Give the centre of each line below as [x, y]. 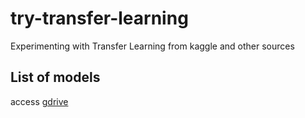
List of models [55, 77]
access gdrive [39, 101]
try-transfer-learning [99, 18]
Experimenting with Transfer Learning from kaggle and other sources [152, 46]
